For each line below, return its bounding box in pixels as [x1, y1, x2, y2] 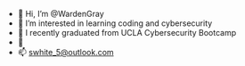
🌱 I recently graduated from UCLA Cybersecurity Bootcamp [17, 28, 237, 37]
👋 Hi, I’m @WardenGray [17, 9, 104, 19]
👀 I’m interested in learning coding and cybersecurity [17, 18, 213, 29]
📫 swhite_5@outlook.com [17, 47, 114, 57]
